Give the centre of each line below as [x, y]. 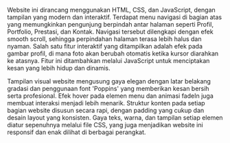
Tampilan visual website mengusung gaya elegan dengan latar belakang [109, 81]
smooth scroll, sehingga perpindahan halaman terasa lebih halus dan [104, 39]
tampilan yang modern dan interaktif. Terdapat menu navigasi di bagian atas [115, 17]
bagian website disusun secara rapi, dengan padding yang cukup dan [106, 110]
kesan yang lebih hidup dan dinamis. [59, 68]
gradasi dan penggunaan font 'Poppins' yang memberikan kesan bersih [108, 89]
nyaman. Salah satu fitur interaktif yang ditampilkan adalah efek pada [105, 46]
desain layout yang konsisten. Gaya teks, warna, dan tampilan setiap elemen [115, 118]
